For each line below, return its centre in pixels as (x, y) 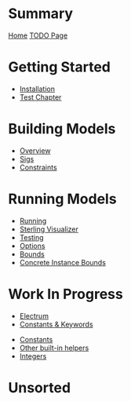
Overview (35, 151)
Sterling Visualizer (49, 229)
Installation (37, 89)
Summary (40, 14)
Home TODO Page (38, 35)
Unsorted (40, 387)
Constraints (38, 167)
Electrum (34, 315)
